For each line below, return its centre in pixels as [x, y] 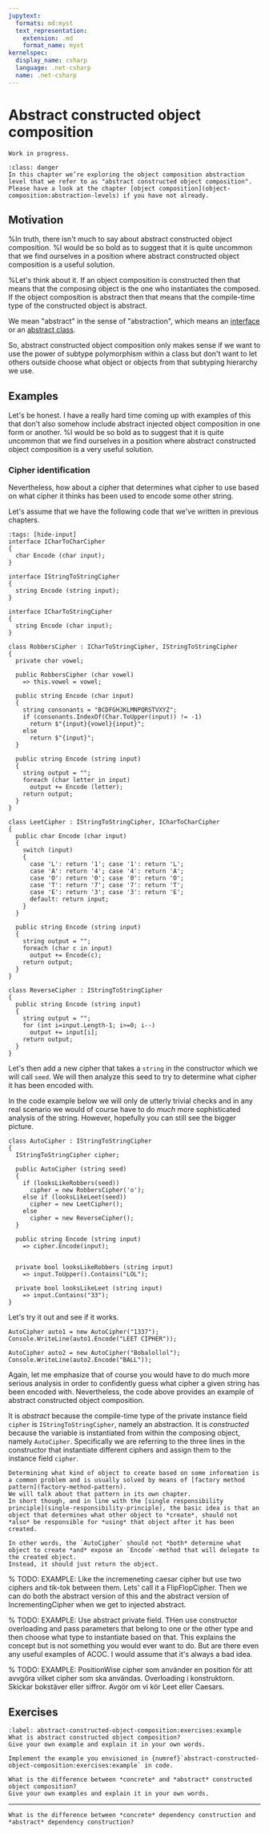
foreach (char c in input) [68, 949]
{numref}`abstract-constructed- [206, 1759]
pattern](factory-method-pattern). [68, 1487]
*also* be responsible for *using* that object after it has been [121, 1522]
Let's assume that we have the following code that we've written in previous [133, 512]
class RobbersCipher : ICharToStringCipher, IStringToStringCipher [123, 647]
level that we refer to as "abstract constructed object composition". [130, 181]
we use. [21, 371]
